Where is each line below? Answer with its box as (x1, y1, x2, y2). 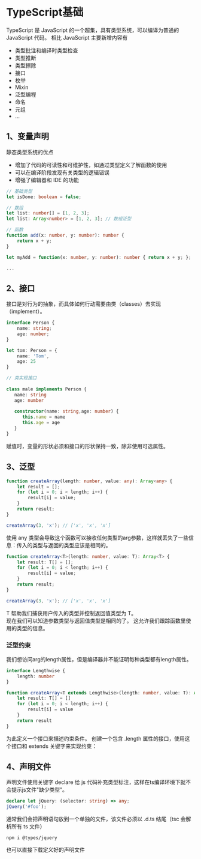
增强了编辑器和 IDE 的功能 (14, 176, 79, 183)
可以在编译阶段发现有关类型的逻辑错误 (14, 169, 109, 176)
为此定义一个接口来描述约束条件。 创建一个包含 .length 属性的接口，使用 (6, 735, 185, 742)
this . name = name (22, 414, 66, 420)
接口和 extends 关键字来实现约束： (11, 742, 98, 750)
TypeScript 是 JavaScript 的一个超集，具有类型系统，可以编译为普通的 (6, 26, 179, 34)
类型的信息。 (16, 624, 48, 631)
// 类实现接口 (6, 375, 37, 381)
